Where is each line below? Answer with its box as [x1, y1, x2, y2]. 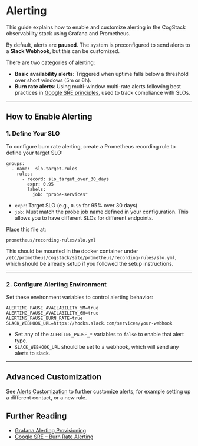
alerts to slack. [14, 349, 51, 356]
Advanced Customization [6, 372, 102, 382]
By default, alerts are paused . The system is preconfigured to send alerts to [6, 41, 190, 48]
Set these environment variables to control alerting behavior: [6, 293, 153, 300]
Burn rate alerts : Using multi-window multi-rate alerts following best [14, 82, 181, 90]
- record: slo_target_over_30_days [21, 176, 110, 182]
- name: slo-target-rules [11, 166, 78, 171]
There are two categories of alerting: [6, 59, 95, 66]
